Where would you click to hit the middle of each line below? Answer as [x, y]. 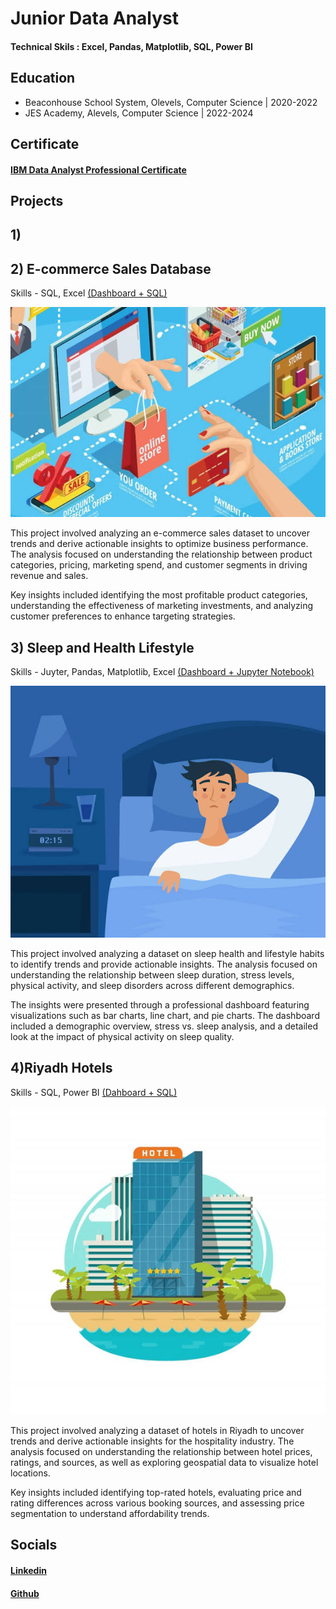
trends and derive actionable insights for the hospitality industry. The [152, 1441]
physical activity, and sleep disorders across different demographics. [152, 986]
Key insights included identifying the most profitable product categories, [159, 595]
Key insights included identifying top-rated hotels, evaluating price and [156, 1493]
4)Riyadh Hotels [61, 1068]
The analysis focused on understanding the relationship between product [161, 554]
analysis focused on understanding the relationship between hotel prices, [161, 1452]
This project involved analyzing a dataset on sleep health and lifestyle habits [167, 954]
